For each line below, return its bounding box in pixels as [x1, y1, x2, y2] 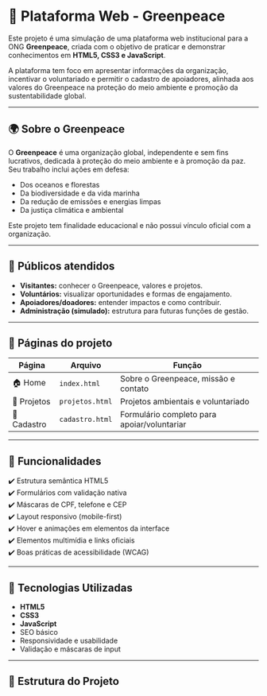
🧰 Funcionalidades [8, 454, 102, 468]
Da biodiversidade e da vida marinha [19, 188, 141, 198]
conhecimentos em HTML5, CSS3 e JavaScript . [8, 50, 166, 60]
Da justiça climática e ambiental [19, 205, 124, 215]
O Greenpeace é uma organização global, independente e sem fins [8, 147, 229, 157]
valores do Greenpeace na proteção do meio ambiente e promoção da [8, 83, 238, 92]
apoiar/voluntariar [120, 419, 187, 430]
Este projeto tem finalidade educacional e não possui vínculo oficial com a [8, 220, 251, 230]
